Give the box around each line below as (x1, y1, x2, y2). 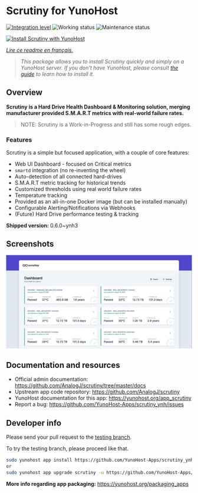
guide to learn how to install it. (20, 70, 94, 77)
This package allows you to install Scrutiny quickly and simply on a (20, 58, 184, 65)
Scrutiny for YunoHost (6, 4, 118, 18)
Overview (6, 87, 43, 98)
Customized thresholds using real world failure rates (14, 186, 142, 193)
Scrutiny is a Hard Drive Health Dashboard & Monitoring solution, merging (6, 103, 190, 110)
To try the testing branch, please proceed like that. (6, 445, 129, 452)
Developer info (6, 418, 62, 428)
